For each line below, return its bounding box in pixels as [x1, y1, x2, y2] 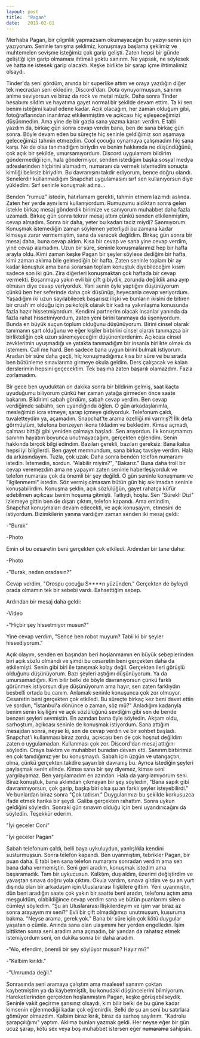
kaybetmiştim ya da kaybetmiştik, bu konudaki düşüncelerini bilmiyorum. [6, 987, 185, 994]
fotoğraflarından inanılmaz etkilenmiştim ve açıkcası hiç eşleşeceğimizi [6, 111, 180, 119]
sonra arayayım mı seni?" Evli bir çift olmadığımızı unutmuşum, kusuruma [6, 909, 186, 916]
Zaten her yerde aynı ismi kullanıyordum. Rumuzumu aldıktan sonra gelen [6, 200, 187, 207]
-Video [6, 609, 23, 617]
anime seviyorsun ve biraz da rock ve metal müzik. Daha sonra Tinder [6, 92, 178, 99]
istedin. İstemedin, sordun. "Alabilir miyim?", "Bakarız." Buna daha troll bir [6, 460, 186, 467]
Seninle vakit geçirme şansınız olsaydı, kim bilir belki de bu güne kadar [6, 1000, 180, 1007]
